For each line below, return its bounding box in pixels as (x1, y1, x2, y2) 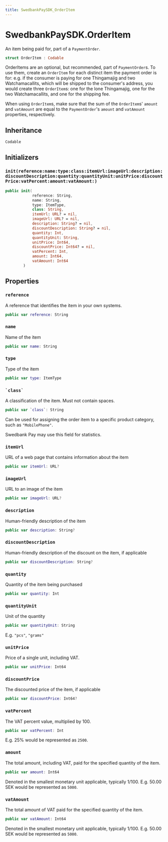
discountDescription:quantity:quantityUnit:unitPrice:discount (5, 173, 163, 179)
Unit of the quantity (5, 613, 45, 619)
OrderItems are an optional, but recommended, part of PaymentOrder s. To (5, 64, 155, 70)
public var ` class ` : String (5, 408, 64, 413)
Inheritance (5, 126, 42, 135)
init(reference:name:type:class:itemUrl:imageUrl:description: (5, 168, 163, 174)
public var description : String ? (5, 527, 75, 533)
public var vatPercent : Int (5, 728, 64, 733)
